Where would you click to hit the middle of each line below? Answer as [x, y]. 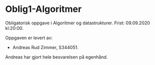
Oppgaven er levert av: [29, 38]
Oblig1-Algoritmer [44, 9]
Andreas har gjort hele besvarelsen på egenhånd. [57, 57]
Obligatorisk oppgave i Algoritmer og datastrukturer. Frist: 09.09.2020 [77, 23]
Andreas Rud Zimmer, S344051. [46, 47]
